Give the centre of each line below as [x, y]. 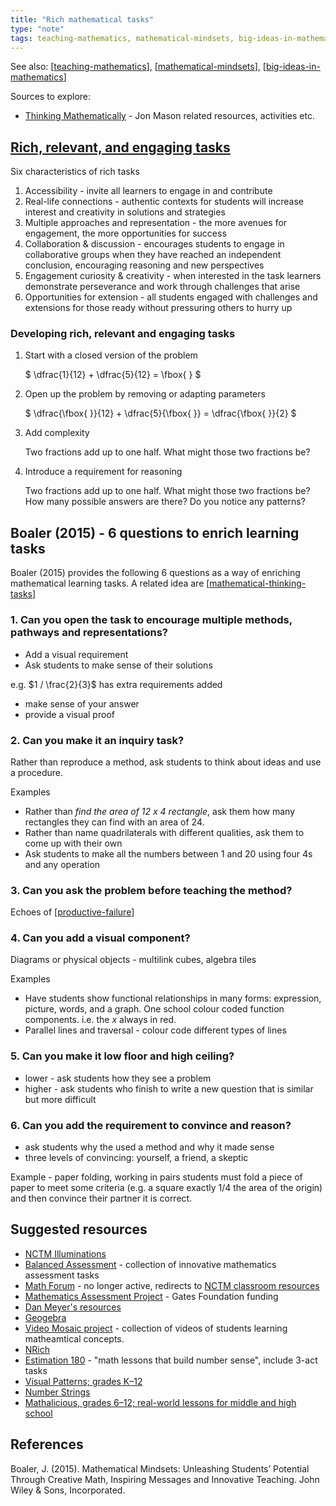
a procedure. [37, 772]
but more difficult [60, 1099]
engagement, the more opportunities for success [125, 233]
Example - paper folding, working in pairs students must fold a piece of [156, 1177]
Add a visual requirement [76, 654]
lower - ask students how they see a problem [118, 1078]
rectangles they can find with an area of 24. [114, 822]
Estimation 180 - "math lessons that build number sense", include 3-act [171, 1360]
